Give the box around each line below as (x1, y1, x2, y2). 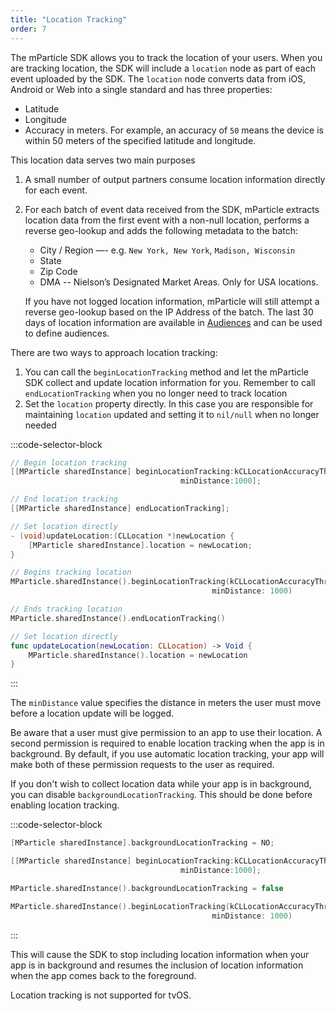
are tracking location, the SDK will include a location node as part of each (10, 62, 317, 74)
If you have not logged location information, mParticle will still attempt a (24, 295, 320, 307)
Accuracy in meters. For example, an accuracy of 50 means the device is (24, 124, 324, 136)
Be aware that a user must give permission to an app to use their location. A (10, 727, 323, 739)
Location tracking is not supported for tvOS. (10, 989, 192, 1001)
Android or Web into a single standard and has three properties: (10, 83, 273, 95)
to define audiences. (24, 327, 110, 339)
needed (24, 419, 57, 431)
